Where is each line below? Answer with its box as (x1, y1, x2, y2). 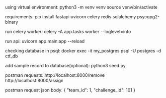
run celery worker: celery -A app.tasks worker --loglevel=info (5, 29, 131, 34)
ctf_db (5, 53, 18, 59)
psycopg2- (137, 14, 160, 19)
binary (5, 19, 18, 25)
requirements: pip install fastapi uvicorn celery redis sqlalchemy (5, 14, 136, 19)
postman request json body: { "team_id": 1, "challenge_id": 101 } (5, 87, 136, 93)
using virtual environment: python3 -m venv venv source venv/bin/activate (5, 4, 158, 10)
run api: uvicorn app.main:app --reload (5, 38, 85, 44)
